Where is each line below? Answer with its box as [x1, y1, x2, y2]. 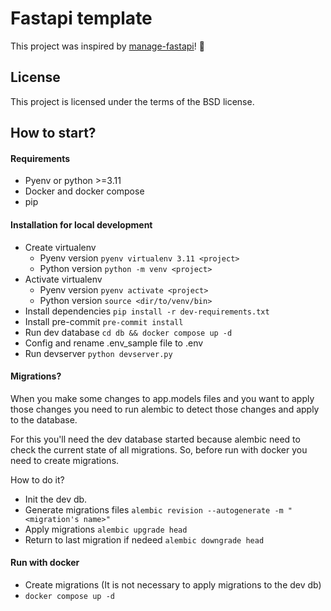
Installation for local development [10, 218, 153, 231]
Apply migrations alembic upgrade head [24, 523, 188, 535]
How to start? [10, 125, 97, 142]
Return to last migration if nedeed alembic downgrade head [24, 533, 265, 546]
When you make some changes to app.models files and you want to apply [10, 392, 315, 404]
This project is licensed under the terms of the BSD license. [10, 95, 255, 107]
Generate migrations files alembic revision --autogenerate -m [24, 503, 284, 516]
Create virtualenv [24, 241, 97, 253]
